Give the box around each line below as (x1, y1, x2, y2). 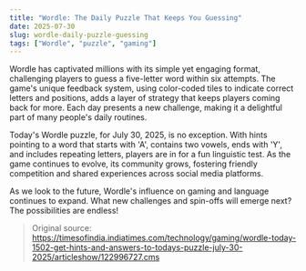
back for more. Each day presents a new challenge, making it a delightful (9, 102, 282, 114)
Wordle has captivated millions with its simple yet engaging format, (9, 64, 261, 75)
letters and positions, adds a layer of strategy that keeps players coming (9, 93, 280, 104)
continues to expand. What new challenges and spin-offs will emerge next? (9, 196, 292, 206)
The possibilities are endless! (9, 206, 119, 216)
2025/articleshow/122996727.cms (31, 252, 160, 263)
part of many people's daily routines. (9, 112, 148, 123)
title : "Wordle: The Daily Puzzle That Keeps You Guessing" (9, 13, 243, 23)
